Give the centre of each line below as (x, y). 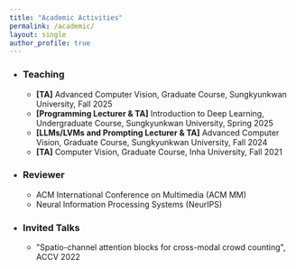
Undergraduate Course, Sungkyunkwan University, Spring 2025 (154, 123)
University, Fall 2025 (74, 104)
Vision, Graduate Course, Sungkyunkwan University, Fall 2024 (152, 142)
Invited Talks (51, 227)
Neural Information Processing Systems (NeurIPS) (129, 204)
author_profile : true (50, 43)
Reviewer (43, 175)
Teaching (43, 75)
